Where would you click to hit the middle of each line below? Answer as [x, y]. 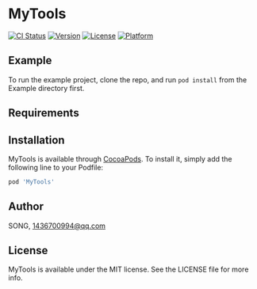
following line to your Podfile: [56, 167]
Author [26, 207]
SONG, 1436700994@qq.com [57, 226]
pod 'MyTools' [32, 182]
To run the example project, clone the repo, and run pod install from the [128, 79]
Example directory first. [46, 88]
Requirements [44, 113]
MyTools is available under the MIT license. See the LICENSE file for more [128, 269]
